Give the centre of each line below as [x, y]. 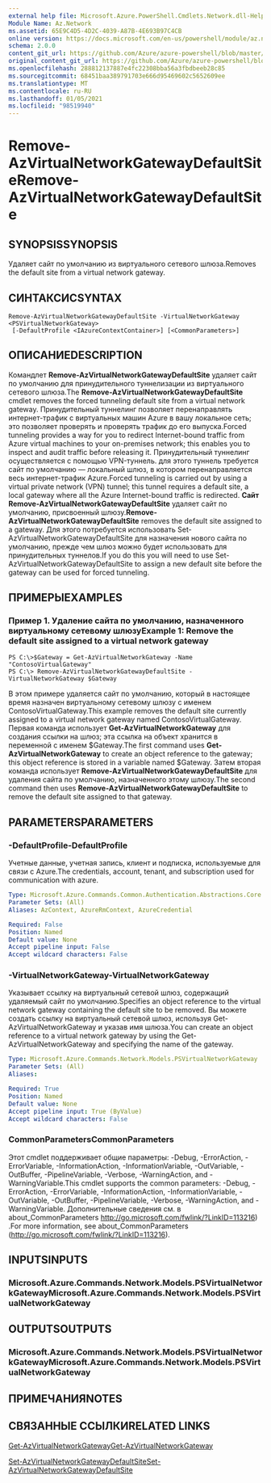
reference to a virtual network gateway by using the [94, 1036]
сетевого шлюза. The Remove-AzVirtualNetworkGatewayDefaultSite [126, 392]
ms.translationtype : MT [48, 83]
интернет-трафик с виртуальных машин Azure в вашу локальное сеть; [130, 418]
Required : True [34, 1089]
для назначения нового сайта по [191, 537]
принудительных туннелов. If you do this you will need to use [111, 555]
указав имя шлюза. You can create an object [179, 1027]
